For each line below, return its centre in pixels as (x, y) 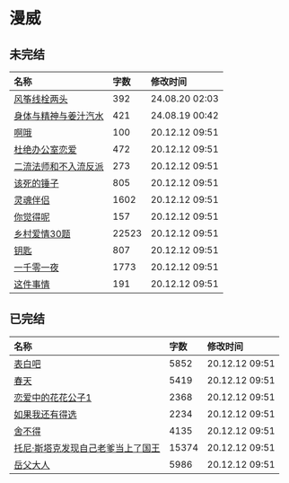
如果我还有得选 (46, 414)
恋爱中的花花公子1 (53, 398)
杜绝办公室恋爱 (46, 149)
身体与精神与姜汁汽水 (59, 116)
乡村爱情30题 (42, 234)
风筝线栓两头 (41, 99)
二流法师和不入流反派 (59, 167)
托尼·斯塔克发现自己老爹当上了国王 (87, 448)
